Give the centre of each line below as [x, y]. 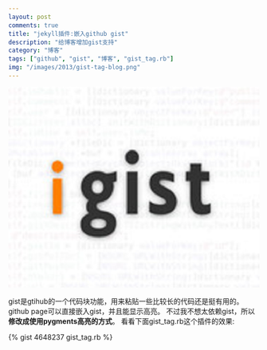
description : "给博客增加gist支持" [63, 42]
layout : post [30, 17]
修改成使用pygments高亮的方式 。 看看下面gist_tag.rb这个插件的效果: [122, 321]
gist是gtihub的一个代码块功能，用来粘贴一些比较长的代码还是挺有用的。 [126, 301]
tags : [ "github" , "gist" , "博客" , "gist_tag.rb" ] [91, 59]
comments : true [33, 25]
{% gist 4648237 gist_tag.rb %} [61, 337]
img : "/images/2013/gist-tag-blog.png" [75, 68]
